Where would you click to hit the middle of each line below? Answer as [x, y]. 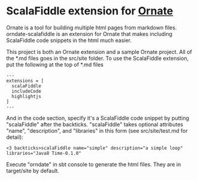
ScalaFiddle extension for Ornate [90, 11]
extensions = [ [25, 81]
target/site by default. [33, 170]
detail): [15, 137]
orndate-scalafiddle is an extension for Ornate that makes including [89, 33]
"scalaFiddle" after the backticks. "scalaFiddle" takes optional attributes [95, 124]
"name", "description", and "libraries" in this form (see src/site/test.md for [97, 130]
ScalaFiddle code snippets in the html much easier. [69, 40]
